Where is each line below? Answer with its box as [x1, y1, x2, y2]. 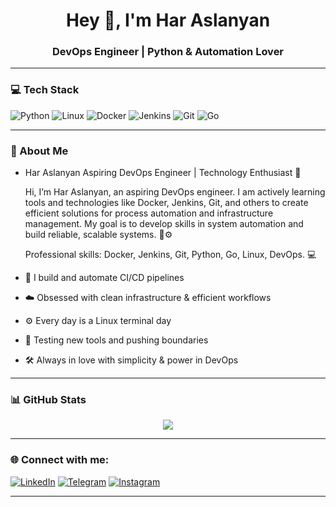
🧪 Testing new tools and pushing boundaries [24, 334, 209, 346]
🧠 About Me [10, 144, 69, 158]
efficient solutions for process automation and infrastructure [24, 207, 274, 219]
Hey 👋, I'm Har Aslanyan [65, 9, 271, 32]
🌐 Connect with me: [10, 453, 110, 467]
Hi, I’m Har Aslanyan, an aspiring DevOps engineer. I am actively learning [24, 186, 326, 198]
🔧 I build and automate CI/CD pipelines [24, 272, 185, 284]
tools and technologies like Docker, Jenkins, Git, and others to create [24, 197, 309, 209]
